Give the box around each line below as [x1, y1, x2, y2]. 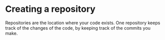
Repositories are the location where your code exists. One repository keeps [5, 20, 160, 26]
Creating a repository [5, 3, 96, 15]
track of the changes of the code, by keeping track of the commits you [5, 25, 151, 31]
